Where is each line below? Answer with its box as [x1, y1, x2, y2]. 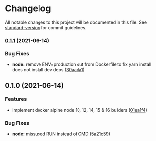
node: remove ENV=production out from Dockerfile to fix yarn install [12, 61, 152, 67]
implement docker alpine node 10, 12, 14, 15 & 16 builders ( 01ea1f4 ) [12, 107, 147, 113]
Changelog [5, 3, 51, 14]
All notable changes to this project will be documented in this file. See [5, 19, 147, 25]
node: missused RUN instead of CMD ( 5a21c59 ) [12, 131, 110, 137]
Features [5, 96, 27, 103]
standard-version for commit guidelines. [5, 24, 87, 30]
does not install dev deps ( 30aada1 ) [12, 67, 85, 73]
